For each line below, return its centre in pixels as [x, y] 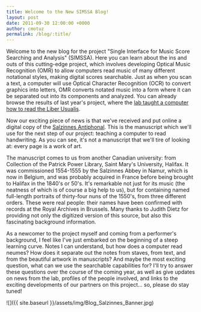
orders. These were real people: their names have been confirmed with [94, 203]
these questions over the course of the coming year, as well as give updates [101, 272]
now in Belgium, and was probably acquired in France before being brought [100, 177]
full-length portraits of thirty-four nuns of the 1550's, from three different [96, 196]
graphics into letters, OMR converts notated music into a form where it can [99, 90]
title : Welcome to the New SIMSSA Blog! [58, 12]
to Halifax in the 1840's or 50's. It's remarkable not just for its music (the [96, 184]
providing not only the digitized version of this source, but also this [89, 216]
